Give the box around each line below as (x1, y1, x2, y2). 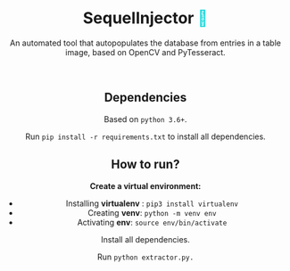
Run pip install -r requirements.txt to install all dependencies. (25, 131, 266, 142)
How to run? (111, 157, 180, 172)
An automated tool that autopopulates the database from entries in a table (10, 37, 281, 48)
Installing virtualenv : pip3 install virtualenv (65, 198, 239, 209)
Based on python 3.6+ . (104, 113, 187, 124)
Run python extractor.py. (96, 251, 195, 262)
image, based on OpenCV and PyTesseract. (65, 46, 226, 57)
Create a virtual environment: (89, 180, 202, 191)
